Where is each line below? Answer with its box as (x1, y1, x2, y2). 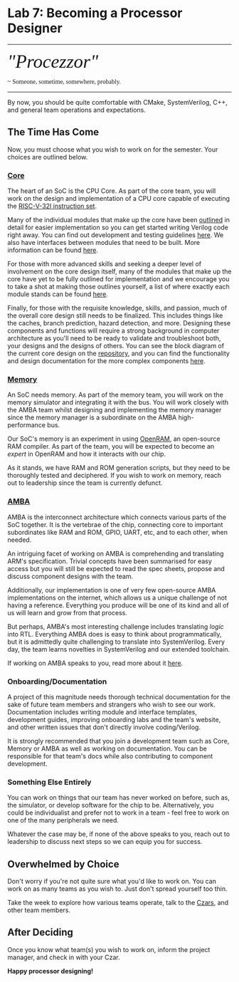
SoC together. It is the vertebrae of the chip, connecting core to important (7, 520, 223, 528)
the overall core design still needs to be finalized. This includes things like (7, 311, 223, 320)
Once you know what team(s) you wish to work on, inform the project (7, 945, 211, 954)
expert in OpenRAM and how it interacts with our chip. (7, 450, 166, 459)
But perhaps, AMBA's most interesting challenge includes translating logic (7, 622, 224, 631)
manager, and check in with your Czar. (7, 953, 121, 961)
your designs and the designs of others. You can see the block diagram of (7, 342, 225, 350)
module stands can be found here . (7, 290, 108, 298)
